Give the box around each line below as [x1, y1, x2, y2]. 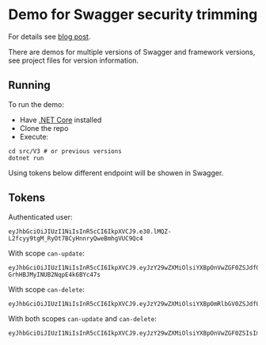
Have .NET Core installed [19, 115, 102, 125]
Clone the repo [19, 123, 69, 132]
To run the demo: [8, 99, 65, 109]
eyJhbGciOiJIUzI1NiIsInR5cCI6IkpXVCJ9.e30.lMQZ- [8, 228, 172, 236]
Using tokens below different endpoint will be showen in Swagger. [8, 168, 224, 178]
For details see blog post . [8, 32, 91, 41]
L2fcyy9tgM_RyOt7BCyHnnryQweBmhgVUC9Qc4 [8, 234, 144, 243]
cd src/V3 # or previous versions [8, 147, 123, 155]
